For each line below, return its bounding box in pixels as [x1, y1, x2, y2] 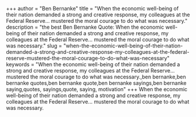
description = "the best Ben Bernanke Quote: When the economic [6, 23, 164, 30]
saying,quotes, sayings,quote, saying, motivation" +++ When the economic [6, 86, 188, 92]
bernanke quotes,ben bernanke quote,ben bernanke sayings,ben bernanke [6, 80, 187, 87]
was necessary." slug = [6, 42, 63, 49]
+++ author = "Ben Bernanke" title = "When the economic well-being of [6, 5, 179, 12]
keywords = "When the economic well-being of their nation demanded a [6, 61, 180, 68]
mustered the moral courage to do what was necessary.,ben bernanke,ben [6, 73, 186, 80]
